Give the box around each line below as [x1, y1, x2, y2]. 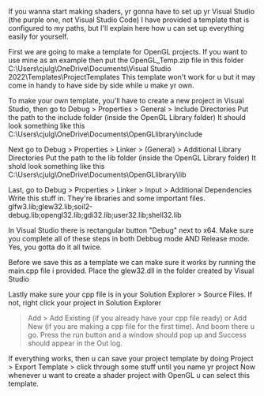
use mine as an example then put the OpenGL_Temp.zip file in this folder [8, 55, 244, 65]
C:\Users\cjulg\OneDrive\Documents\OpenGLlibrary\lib [8, 170, 187, 179]
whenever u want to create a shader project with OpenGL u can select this [8, 371, 251, 379]
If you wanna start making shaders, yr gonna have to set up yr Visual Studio [8, 7, 255, 16]
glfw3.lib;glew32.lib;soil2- [8, 202, 93, 211]
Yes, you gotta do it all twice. [8, 242, 103, 252]
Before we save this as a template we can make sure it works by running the [8, 258, 256, 267]
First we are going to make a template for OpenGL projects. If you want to [8, 47, 247, 56]
